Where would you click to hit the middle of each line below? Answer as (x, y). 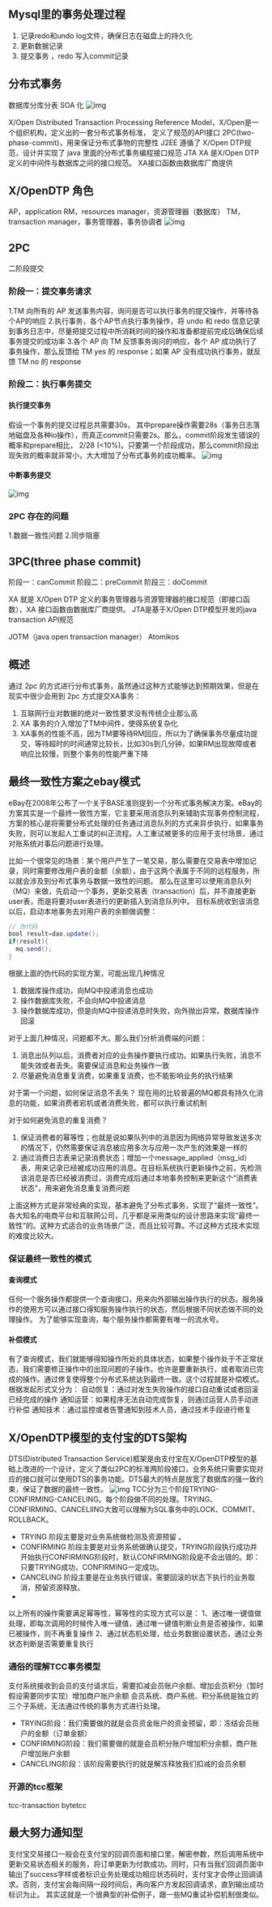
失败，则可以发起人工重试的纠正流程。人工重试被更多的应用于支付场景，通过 (136, 833)
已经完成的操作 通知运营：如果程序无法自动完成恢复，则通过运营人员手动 (130, 1399)
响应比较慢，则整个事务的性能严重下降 (84, 753)
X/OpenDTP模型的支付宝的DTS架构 (98, 1438)
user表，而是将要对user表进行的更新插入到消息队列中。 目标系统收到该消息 (134, 901)
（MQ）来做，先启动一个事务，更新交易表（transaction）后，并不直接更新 (132, 891)
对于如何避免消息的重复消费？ (58, 1120)
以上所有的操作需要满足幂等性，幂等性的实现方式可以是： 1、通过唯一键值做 (135, 1613)
